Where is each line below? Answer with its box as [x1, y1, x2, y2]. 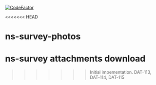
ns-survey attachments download [5, 53, 146, 64]
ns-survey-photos [5, 31, 81, 42]
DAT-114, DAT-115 [90, 74, 125, 80]
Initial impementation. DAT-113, [90, 69, 152, 75]
